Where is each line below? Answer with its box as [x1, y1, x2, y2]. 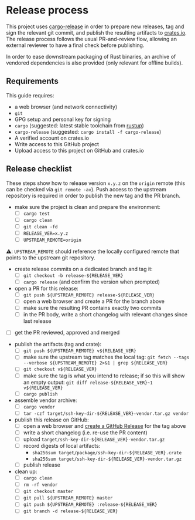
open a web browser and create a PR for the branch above [23, 298, 165, 305]
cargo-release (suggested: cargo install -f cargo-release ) [14, 128, 162, 135]
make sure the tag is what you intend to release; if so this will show [23, 372, 185, 379]
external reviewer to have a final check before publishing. [6, 42, 145, 49]
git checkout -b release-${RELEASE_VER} [23, 272, 124, 279]
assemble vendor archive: [14, 397, 77, 404]
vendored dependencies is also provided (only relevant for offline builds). [6, 59, 183, 66]
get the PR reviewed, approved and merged [14, 329, 120, 336]
